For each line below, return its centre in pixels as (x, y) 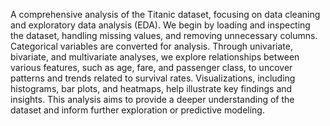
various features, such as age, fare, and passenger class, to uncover (151, 67)
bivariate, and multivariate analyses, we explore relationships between (155, 57)
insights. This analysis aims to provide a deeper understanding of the (152, 99)
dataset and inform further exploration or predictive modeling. (137, 110)
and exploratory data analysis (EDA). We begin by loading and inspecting (160, 25)
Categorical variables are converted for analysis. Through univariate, (151, 46)
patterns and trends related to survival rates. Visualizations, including (153, 78)
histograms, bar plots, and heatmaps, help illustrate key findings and (151, 88)
